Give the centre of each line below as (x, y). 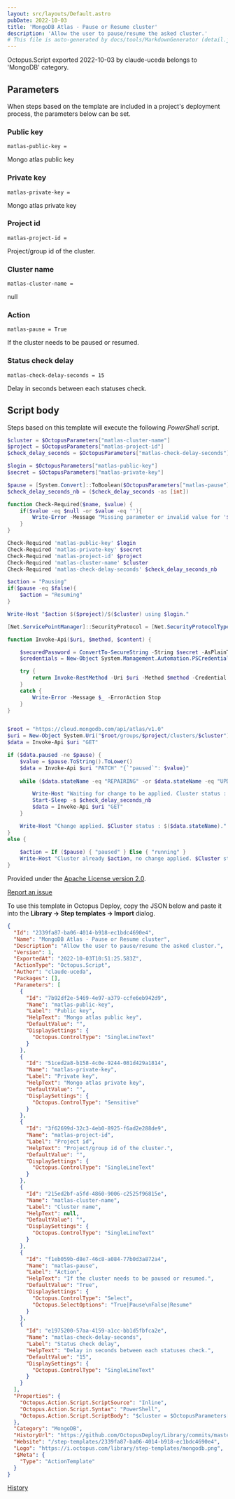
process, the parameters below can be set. (69, 114)
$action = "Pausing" (37, 582)
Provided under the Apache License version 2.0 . (77, 879)
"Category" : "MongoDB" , (48, 1429)
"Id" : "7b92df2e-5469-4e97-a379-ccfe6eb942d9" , (97, 998)
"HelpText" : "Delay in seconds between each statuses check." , (120, 1350)
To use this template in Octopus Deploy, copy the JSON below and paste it (115, 906)
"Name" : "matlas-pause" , (62, 1266)
